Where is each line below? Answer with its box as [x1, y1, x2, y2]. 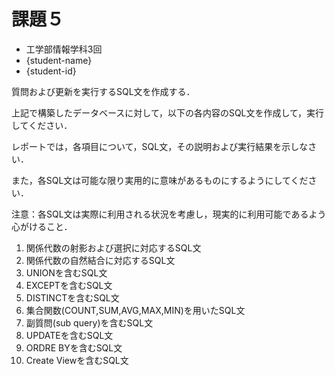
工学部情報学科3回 [25, 43, 103, 55]
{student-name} [25, 54, 93, 66]
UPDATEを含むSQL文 [25, 329, 114, 341]
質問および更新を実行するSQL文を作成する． [11, 85, 196, 97]
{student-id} [25, 65, 77, 77]
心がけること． [11, 220, 73, 232]
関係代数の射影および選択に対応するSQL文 [25, 241, 202, 254]
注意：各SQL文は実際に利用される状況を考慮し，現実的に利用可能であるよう [11, 208, 327, 220]
